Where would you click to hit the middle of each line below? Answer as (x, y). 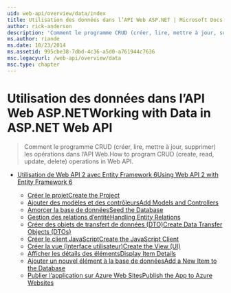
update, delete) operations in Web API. (79, 161)
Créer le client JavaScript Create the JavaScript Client (103, 239)
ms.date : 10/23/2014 (37, 45)
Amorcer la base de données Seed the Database (95, 209)
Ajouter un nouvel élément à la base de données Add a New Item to (122, 261)
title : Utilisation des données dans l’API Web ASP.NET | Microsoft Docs (115, 20)
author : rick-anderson (40, 26)
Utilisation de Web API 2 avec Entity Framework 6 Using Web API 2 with (118, 174)
